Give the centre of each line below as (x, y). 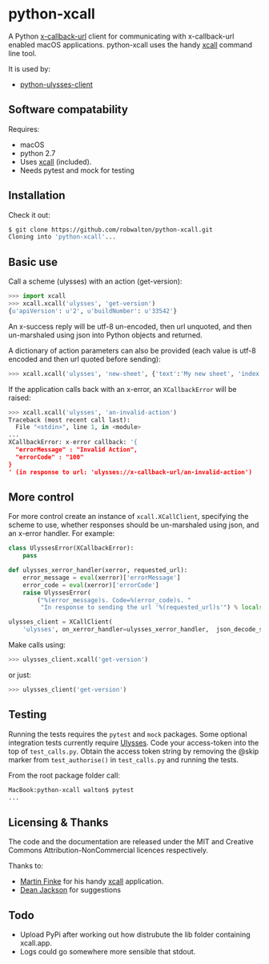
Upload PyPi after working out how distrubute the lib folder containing (135, 934)
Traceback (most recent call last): (69, 420)
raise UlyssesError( (57, 592)
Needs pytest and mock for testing (77, 170)
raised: (20, 398)
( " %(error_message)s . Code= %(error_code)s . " (114, 600)
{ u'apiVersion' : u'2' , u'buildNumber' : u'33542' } (93, 311)
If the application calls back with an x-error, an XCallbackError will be (122, 389)
